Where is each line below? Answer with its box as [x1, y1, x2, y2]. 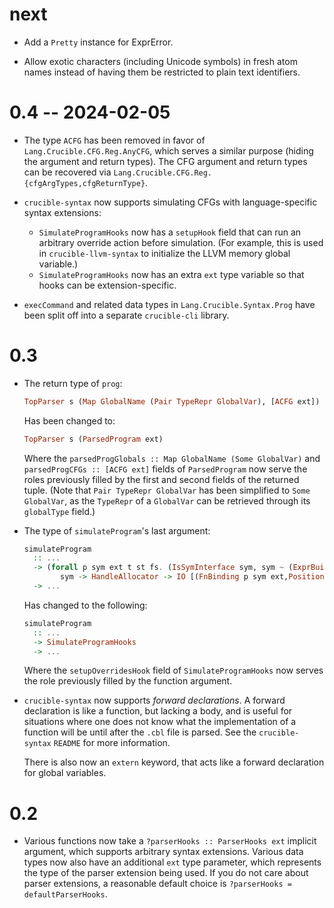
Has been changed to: [23, 414, 116, 427]
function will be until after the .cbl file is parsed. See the [23, 726, 257, 738]
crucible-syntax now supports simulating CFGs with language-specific [23, 196, 318, 208]
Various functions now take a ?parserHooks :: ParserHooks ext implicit [23, 835, 317, 847]
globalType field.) [23, 505, 96, 517]
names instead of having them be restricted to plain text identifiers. [23, 66, 301, 78]
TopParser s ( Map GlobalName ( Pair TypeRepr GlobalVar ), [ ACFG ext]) [23, 396, 321, 407]
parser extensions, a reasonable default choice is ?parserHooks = [23, 878, 292, 890]
